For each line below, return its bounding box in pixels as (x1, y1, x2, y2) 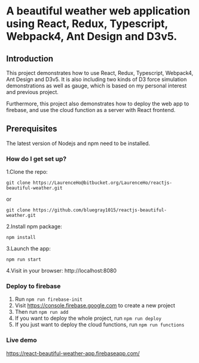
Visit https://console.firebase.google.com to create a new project (14, 302, 175, 309)
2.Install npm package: (6, 223, 63, 230)
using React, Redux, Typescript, (6, 17, 169, 31)
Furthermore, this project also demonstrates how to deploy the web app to (6, 100, 189, 107)
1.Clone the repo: (6, 168, 48, 176)
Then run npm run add (14, 308, 69, 316)
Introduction (6, 53, 54, 63)
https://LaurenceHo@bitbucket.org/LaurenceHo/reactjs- (32, 180, 172, 186)
